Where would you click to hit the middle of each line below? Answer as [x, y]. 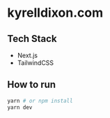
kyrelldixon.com [55, 13]
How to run [32, 85]
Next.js [28, 55]
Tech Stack [32, 39]
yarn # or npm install [40, 101]
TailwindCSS [36, 63]
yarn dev [20, 107]
